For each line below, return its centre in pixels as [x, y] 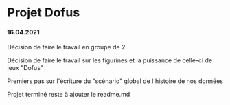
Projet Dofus [44, 13]
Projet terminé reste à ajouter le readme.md [69, 95]
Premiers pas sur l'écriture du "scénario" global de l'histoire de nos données [115, 81]
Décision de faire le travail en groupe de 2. [67, 47]
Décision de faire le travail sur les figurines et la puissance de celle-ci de [110, 60]
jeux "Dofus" [25, 68]
